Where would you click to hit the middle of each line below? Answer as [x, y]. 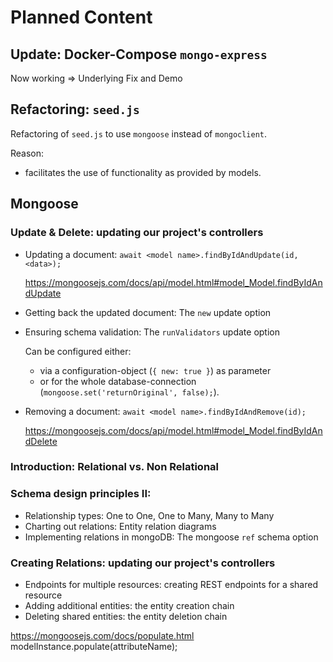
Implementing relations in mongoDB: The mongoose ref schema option [171, 537]
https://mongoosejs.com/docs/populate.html [102, 636]
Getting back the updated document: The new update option [148, 312]
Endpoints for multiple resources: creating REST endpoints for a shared [171, 585]
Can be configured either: [78, 351]
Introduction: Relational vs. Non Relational [114, 467]
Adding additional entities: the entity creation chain [129, 606]
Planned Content [81, 17]
